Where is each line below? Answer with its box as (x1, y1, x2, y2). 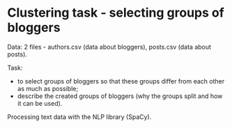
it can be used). (17, 99, 63, 107)
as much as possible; (17, 84, 79, 93)
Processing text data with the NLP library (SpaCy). (7, 113, 152, 121)
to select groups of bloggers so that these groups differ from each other (17, 77, 225, 85)
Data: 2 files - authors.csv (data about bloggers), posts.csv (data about (7, 42, 211, 51)
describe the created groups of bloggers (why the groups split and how (17, 92, 223, 100)
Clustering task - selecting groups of (7, 5, 224, 21)
